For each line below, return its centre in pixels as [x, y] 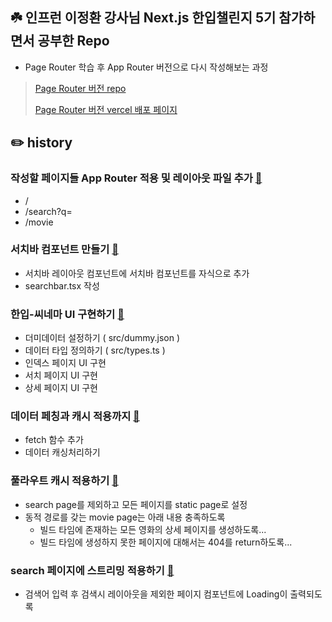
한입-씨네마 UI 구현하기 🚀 [67, 314]
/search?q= [48, 211]
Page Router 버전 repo [80, 88]
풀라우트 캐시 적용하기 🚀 [64, 481]
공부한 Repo [73, 41]
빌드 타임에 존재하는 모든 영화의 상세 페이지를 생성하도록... [153, 529]
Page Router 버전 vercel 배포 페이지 [106, 109]
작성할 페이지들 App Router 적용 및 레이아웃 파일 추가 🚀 [136, 178]
